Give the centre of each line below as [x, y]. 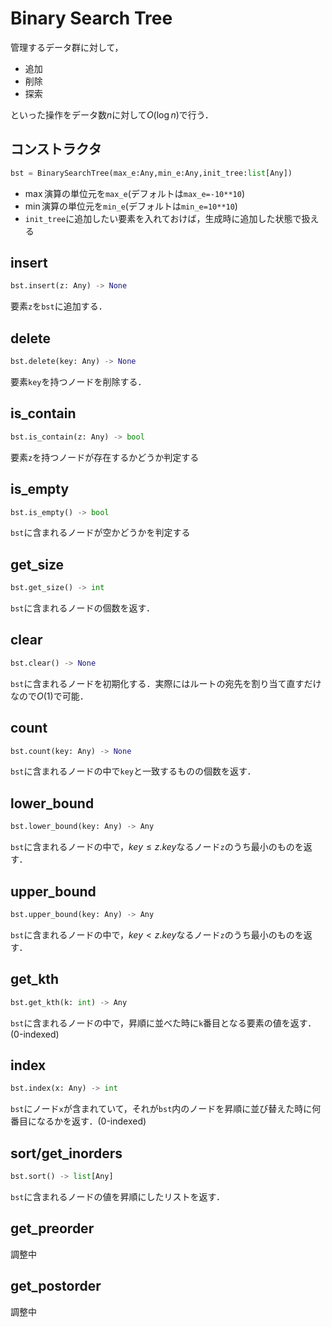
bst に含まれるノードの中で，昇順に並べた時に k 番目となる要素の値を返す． [163, 1023]
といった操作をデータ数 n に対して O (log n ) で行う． [112, 114]
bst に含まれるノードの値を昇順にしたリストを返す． [117, 1196]
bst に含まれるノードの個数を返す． [82, 608]
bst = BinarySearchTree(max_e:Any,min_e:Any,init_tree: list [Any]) [151, 173]
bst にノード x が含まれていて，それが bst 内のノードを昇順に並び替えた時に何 [166, 1109]
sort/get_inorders [66, 1153]
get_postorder [56, 1286]
